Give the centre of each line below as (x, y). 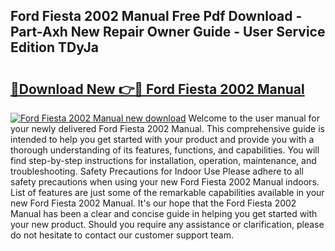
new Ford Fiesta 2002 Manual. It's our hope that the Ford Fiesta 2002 (153, 203)
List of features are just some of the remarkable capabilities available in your (167, 192)
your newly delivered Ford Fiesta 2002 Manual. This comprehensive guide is (167, 128)
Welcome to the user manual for (254, 118)
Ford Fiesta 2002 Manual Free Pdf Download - (156, 16)
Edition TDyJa (54, 47)
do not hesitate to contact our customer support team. (122, 235)
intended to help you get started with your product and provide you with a (162, 139)
